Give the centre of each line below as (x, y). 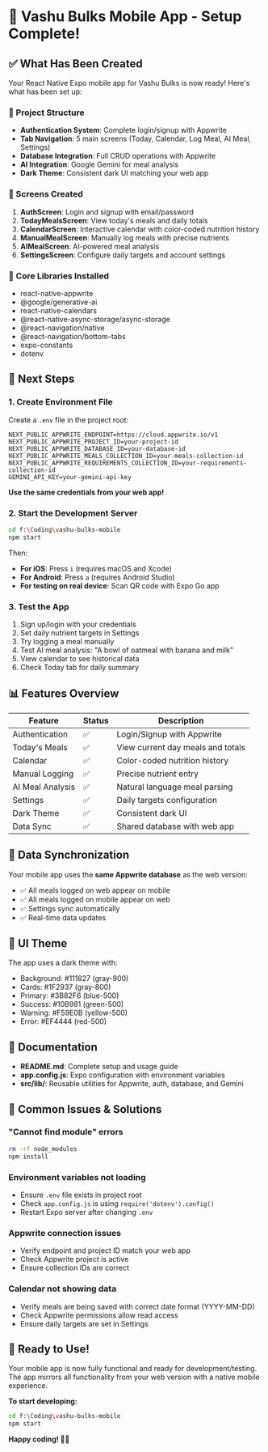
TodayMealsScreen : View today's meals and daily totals (114, 220)
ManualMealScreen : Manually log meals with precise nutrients (125, 237)
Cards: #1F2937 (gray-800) (65, 987)
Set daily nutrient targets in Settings (80, 633)
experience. (28, 1386)
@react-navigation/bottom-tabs (73, 336)
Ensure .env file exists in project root (81, 1195)
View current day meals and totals (181, 747)
